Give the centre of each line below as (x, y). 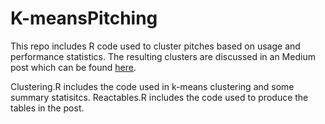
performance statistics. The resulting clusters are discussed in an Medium (163, 56)
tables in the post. (47, 108)
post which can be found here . (73, 67)
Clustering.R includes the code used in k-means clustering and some (152, 86)
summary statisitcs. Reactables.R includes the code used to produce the (159, 97)
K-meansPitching (84, 18)
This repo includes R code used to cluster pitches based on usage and (155, 46)
